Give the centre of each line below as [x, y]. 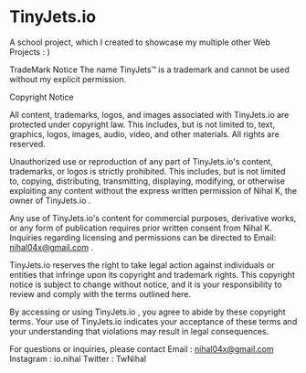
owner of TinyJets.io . [50, 200]
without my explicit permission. [68, 79]
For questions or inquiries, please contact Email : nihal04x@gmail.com [142, 348]
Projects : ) [30, 51]
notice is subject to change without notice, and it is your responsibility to [146, 284]
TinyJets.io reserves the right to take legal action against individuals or [142, 265]
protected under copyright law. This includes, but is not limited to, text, [142, 124]
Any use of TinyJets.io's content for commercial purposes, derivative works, [153, 218]
